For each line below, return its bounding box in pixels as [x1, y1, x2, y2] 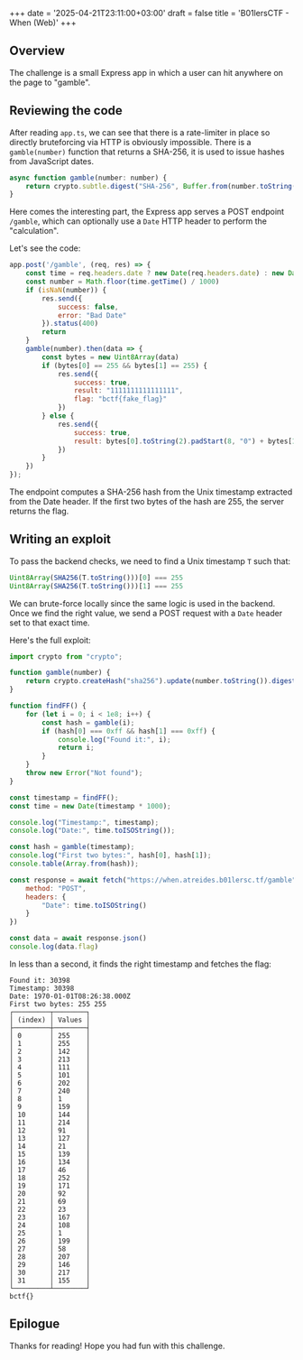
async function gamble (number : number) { [9, 173, 168, 182]
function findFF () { [9, 701, 87, 711]
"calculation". [9, 226, 60, 236]
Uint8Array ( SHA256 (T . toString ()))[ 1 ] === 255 [9, 581, 183, 590]
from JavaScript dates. [9, 155, 95, 166]
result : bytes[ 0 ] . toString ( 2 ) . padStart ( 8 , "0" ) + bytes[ [73, 437, 293, 446]
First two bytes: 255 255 [9, 999, 106, 1009]
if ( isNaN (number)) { [25, 285, 106, 294]
